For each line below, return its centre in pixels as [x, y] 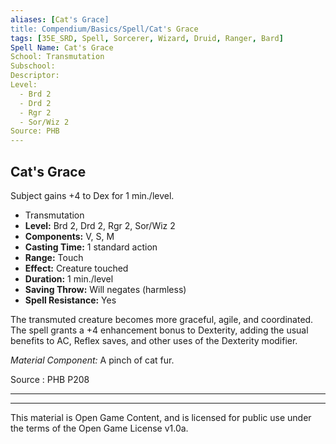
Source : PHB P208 [50, 379]
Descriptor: [35, 76]
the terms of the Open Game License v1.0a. [99, 428]
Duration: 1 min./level [69, 278]
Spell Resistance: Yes [70, 300]
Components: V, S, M [69, 236]
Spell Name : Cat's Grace [62, 47]
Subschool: [33, 66]
